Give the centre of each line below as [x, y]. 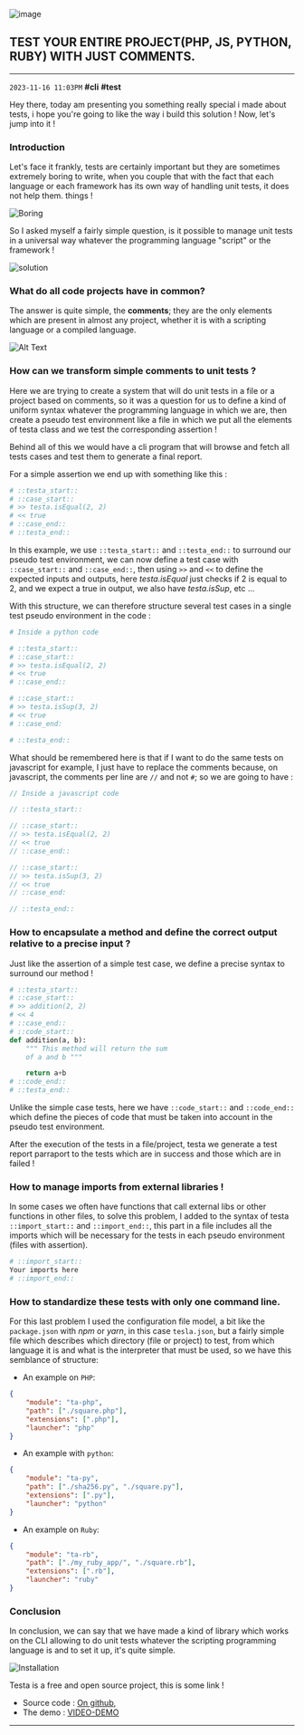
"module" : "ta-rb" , [62, 1554]
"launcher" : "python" [66, 1503]
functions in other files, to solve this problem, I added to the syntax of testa [149, 1216]
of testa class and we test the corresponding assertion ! [113, 429]
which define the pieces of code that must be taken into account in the [141, 1117]
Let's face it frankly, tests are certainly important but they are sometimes [145, 167]
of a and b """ [54, 1057]
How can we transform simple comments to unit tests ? [133, 371]
